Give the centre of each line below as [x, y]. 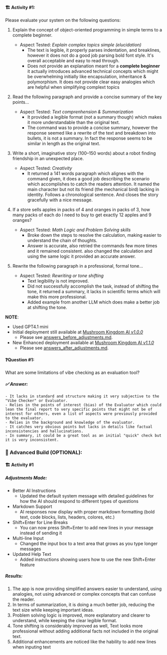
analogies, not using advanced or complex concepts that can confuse [84, 594]
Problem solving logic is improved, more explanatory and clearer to [81, 615]
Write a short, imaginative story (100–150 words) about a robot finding [84, 153]
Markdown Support [32, 506]
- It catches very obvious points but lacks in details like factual [79, 427]
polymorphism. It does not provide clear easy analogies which [91, 82]
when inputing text [31, 647]
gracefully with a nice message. [60, 200]
